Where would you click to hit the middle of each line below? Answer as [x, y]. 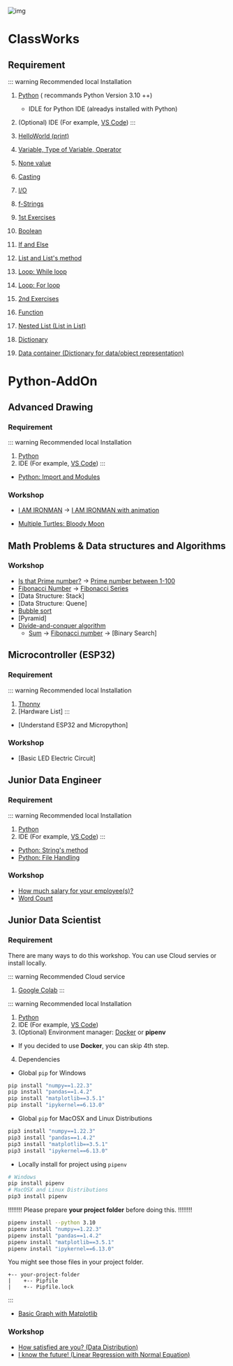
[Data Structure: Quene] [52, 603]
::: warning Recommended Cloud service [67, 976]
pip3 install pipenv [38, 1197]
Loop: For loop [39, 285]
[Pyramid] [32, 618]
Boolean [30, 231]
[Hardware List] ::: [44, 711]
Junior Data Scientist [55, 920]
